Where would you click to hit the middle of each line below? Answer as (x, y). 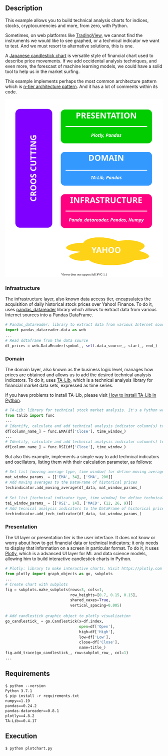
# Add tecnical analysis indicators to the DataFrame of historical (78, 509)
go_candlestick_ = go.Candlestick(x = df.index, (54, 621)
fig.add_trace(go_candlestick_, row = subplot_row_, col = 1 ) (67, 653)
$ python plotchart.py (29, 748)
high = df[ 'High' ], (97, 632)
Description (24, 8)
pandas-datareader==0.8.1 (32, 711)
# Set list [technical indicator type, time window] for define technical (85, 498)
